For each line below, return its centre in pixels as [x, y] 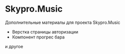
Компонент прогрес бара [38, 37]
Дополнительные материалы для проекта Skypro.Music [63, 22]
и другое [14, 46]
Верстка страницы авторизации [45, 32]
